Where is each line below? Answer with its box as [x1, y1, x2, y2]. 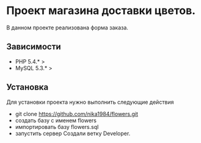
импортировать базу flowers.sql [15, 123, 99, 130]
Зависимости [6, 42, 61, 52]
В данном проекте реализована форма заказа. [6, 24, 128, 31]
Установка [6, 82, 49, 92]
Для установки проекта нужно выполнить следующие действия [6, 98, 174, 106]
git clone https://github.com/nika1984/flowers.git [15, 110, 139, 117]
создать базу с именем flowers [15, 117, 97, 124]
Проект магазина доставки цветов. [6, 4, 196, 18]
